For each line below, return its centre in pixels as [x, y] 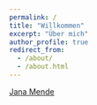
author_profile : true [49, 42]
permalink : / [33, 17]
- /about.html [43, 67]
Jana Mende [32, 91]
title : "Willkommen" [47, 26]
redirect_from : [37, 50]
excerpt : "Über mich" [49, 34]
